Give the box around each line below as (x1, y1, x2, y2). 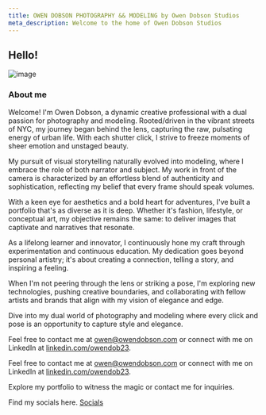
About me (8, 89, 48, 100)
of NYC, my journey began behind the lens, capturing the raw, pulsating (8, 124, 243, 133)
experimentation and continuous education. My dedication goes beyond (8, 246, 244, 256)
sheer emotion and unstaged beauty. (8, 140, 129, 151)
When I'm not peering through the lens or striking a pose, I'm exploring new (8, 279, 256, 288)
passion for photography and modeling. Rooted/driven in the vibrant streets (8, 116, 256, 125)
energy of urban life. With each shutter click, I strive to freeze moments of (8, 133, 250, 142)
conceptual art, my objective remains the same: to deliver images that (8, 213, 237, 223)
